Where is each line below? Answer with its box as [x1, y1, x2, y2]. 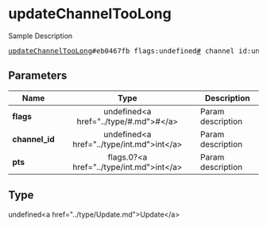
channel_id [12, 133, 56, 144]
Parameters [8, 69, 68, 83]
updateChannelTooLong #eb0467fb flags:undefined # [8, 46, 201, 56]
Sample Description [8, 31, 73, 40]
